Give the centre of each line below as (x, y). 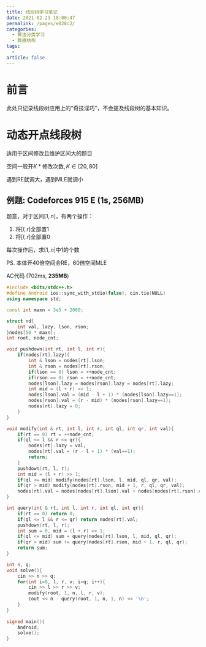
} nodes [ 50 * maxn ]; (31, 332)
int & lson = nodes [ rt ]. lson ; (67, 361)
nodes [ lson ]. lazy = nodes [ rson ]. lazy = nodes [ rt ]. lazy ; (101, 384)
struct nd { (20, 321)
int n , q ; (19, 564)
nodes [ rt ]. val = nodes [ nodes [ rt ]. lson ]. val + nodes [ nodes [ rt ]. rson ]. (108, 491)
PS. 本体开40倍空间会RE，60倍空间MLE (57, 263)
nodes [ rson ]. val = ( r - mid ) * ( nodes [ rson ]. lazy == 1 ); (100, 401)
